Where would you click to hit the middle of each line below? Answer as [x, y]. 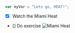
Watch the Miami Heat [35, 16]
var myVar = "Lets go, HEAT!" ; [37, 7]
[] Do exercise [26, 26]
